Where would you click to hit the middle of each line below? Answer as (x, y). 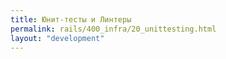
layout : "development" (57, 38)
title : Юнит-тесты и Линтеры (71, 19)
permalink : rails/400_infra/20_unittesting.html (113, 29)
